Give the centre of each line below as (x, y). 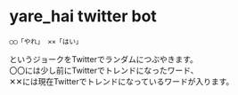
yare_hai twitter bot (83, 16)
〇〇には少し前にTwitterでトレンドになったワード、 (104, 70)
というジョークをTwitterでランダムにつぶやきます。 (104, 59)
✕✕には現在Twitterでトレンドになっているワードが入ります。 (122, 81)
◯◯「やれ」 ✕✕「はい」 (46, 42)
